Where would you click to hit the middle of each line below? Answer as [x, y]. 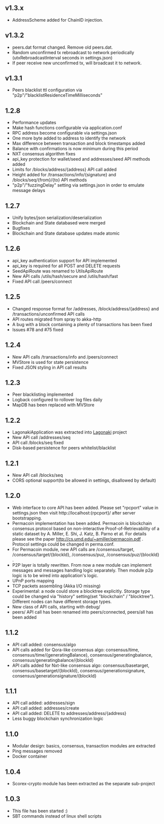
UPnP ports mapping [33, 580]
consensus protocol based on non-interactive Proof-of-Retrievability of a [86, 528]
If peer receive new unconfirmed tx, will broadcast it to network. [77, 63]
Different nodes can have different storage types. [62, 602]
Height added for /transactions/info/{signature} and [64, 175]
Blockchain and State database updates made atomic [66, 233]
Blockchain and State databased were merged [59, 223]
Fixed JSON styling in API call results [49, 367]
